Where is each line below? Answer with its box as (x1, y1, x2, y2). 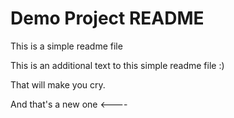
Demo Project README (10, 7, 205, 30)
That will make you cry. (10, 78, 106, 91)
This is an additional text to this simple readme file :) (10, 59, 225, 71)
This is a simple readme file (10, 40, 123, 52)
